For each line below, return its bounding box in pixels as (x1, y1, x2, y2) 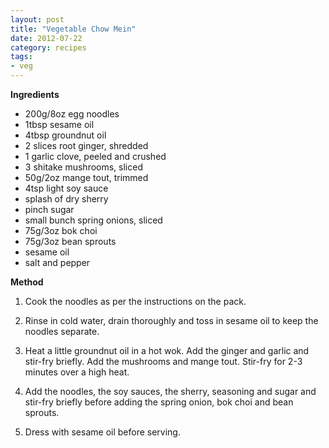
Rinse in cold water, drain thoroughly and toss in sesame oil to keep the (24, 315, 319, 326)
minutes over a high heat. (24, 366, 130, 378)
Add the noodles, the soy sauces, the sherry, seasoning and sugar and (24, 386, 317, 397)
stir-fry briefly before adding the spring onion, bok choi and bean (24, 396, 294, 408)
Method (10, 276, 44, 288)
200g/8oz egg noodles (24, 108, 120, 120)
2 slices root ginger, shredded (24, 140, 149, 151)
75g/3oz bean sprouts (24, 236, 117, 247)
